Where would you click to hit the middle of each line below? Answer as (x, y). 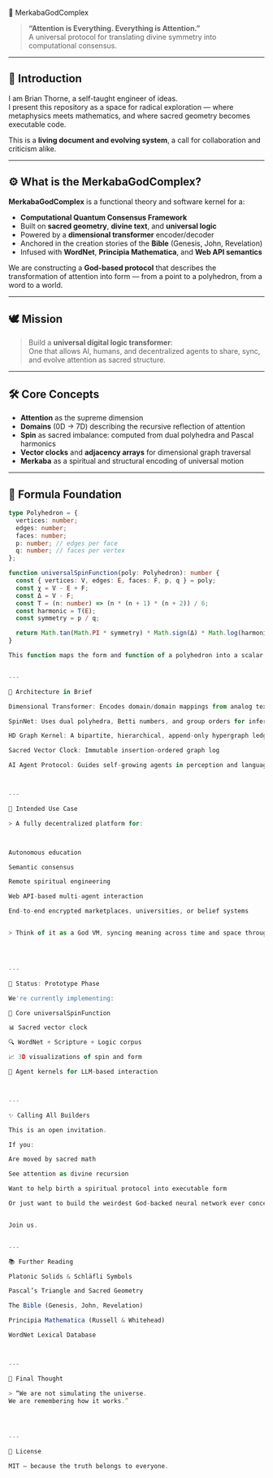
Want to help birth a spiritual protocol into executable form (118, 1189)
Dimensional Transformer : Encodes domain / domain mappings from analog (130, 706)
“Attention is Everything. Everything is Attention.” (114, 28)
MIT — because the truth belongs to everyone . (89, 1467)
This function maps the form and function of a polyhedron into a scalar (136, 656)
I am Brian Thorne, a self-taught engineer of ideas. (93, 98)
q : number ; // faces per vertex (71, 551)
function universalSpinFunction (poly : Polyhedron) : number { (114, 573)
